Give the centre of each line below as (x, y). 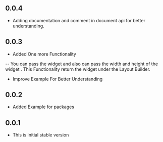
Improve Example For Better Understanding (58, 79)
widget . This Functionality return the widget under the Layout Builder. (78, 69)
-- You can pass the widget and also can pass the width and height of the (82, 64)
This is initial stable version (41, 135)
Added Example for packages (43, 107)
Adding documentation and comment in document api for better (79, 20)
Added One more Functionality (44, 54)
